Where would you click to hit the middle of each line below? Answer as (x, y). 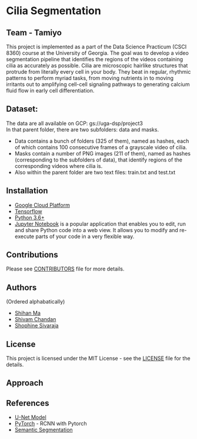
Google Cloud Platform (42, 205)
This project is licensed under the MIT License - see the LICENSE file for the (98, 358)
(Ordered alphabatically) (36, 302)
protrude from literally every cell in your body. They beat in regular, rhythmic (98, 72)
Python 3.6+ (30, 217)
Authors (21, 287)
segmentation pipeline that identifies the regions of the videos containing (95, 59)
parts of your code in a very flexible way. (85, 236)
